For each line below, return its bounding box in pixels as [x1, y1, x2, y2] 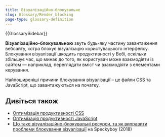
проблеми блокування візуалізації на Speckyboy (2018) [12, 126, 133, 132]
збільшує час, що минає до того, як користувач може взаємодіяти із [5, 56, 154, 62]
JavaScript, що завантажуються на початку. [5, 82, 100, 88]
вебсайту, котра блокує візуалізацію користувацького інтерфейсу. [5, 46, 149, 52]
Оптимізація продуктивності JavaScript [12, 115, 98, 121]
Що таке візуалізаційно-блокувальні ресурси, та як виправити [12, 121, 148, 127]
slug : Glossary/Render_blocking [5, 12, 73, 17]
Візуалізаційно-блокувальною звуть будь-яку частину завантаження [5, 40, 158, 46]
